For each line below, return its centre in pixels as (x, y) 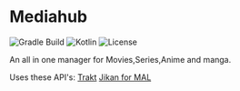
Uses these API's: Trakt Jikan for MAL (80, 77)
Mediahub (49, 17)
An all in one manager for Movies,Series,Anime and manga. (120, 59)
